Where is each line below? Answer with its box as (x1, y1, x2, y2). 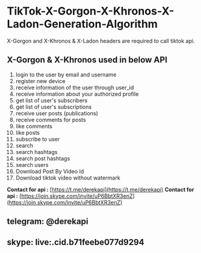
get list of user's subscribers (15, 96, 87, 104)
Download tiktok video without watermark (15, 174, 121, 181)
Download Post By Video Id (15, 167, 84, 175)
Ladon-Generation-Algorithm (7, 17, 158, 31)
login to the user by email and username (15, 71, 117, 78)
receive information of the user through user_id (15, 84, 134, 91)
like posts (15, 129, 40, 136)
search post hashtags (15, 155, 70, 162)
